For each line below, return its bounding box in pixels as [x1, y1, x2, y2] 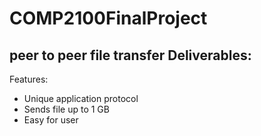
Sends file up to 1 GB [23, 103, 110, 115]
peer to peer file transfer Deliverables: [9, 47, 252, 64]
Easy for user [23, 114, 79, 126]
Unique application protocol [23, 93, 139, 104]
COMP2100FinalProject [9, 7, 208, 30]
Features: [9, 73, 49, 85]
